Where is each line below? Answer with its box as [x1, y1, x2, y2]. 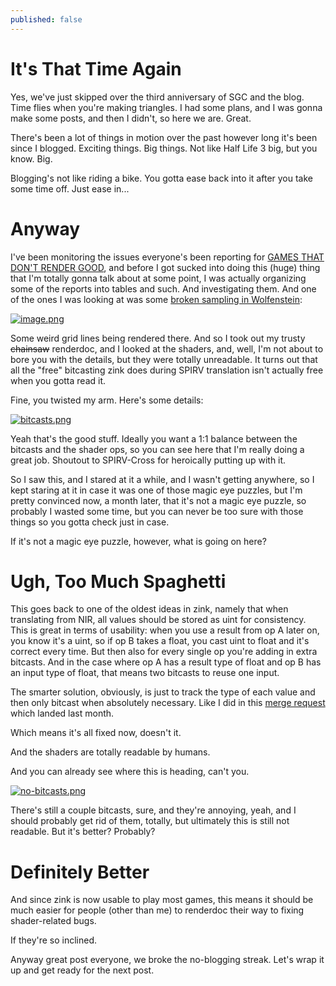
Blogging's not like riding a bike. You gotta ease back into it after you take [10, 172, 313, 184]
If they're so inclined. [10, 934, 98, 946]
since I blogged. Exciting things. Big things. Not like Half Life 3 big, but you [10, 142, 318, 154]
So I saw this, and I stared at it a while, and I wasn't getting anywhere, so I [10, 473, 315, 485]
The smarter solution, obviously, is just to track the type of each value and [10, 686, 316, 698]
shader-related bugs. [10, 915, 97, 927]
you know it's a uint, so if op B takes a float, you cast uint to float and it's [10, 635, 310, 647]
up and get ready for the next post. [10, 964, 155, 976]
